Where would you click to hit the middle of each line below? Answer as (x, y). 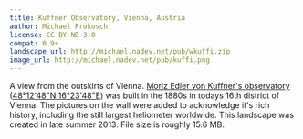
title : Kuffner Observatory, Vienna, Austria (97, 18)
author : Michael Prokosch (58, 26)
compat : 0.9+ (34, 43)
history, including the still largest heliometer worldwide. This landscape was (152, 115)
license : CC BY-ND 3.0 (52, 35)
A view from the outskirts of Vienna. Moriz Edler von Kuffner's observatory (150, 86)
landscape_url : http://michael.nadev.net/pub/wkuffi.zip (120, 52)
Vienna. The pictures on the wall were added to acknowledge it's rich (140, 105)
